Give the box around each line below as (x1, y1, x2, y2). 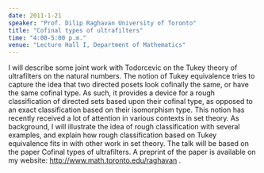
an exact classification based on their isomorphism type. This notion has (8, 105, 245, 115)
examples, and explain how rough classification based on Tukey (8, 130, 217, 140)
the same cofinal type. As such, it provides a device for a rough (8, 88, 216, 98)
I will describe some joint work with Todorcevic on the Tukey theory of (8, 63, 238, 72)
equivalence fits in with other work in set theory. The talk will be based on (8, 139, 250, 148)
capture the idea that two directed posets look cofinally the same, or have (8, 80, 250, 90)
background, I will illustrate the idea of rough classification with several (8, 122, 240, 132)
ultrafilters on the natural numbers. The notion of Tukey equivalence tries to (8, 71, 255, 81)
